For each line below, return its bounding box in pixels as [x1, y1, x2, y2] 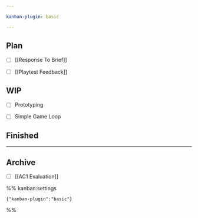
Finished [6, 130, 39, 140]
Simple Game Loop [14, 113, 61, 120]
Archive [6, 157, 36, 167]
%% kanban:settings [6, 185, 57, 192]
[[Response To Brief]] [14, 57, 67, 64]
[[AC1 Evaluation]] [14, 173, 59, 180]
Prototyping [14, 101, 44, 108]
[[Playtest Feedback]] [14, 68, 68, 75]
